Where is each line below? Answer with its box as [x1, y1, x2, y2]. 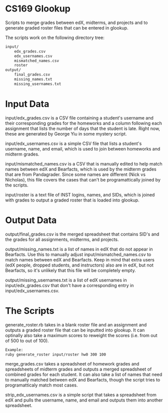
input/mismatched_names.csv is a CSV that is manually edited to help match [5, 160, 162, 166]
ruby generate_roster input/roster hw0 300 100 [5, 352, 106, 357]
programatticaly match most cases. [5, 382, 78, 388]
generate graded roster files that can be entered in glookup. [5, 24, 128, 30]
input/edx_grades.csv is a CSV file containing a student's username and [5, 114, 154, 120]
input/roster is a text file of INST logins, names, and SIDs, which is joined [5, 191, 155, 197]
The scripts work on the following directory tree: [5, 34, 105, 40]
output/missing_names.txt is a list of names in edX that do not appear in [5, 246, 153, 252]
